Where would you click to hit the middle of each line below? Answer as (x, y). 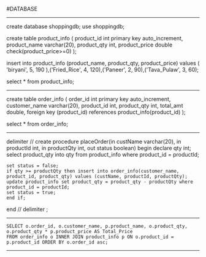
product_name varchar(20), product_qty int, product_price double (90, 45)
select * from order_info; (37, 124)
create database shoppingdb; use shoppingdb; (66, 26)
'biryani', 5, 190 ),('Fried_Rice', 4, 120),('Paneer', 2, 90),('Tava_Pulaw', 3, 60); (103, 69)
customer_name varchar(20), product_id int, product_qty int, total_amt (95, 106)
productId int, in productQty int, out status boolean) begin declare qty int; (99, 148)
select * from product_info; (40, 81)
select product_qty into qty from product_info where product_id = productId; (103, 155)
